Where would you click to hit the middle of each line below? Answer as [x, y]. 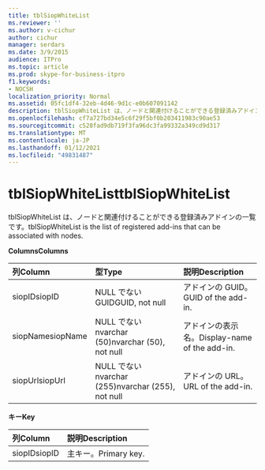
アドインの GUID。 [217, 288]
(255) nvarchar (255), [135, 386]
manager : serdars [37, 45]
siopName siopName [50, 337]
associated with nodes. [46, 236]
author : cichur [33, 38]
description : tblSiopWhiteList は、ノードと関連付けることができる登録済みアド [129, 111]
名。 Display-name [217, 338]
